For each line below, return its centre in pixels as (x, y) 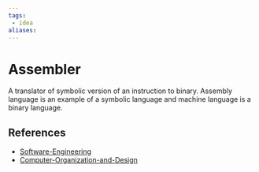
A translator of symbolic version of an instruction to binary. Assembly (120, 91)
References (37, 132)
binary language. (35, 108)
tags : (17, 15)
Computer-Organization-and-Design (78, 160)
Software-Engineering (55, 151)
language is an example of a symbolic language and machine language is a (130, 99)
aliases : (22, 30)
